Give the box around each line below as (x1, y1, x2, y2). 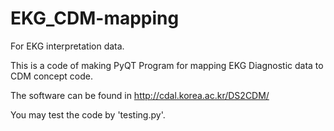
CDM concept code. (10, 70, 93, 82)
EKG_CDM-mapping (10, 7, 180, 30)
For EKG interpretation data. (10, 40, 125, 52)
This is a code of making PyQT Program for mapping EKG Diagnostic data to (10, 59, 324, 71)
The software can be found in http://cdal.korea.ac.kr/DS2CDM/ (10, 89, 270, 101)
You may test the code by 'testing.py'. (10, 108, 166, 121)
